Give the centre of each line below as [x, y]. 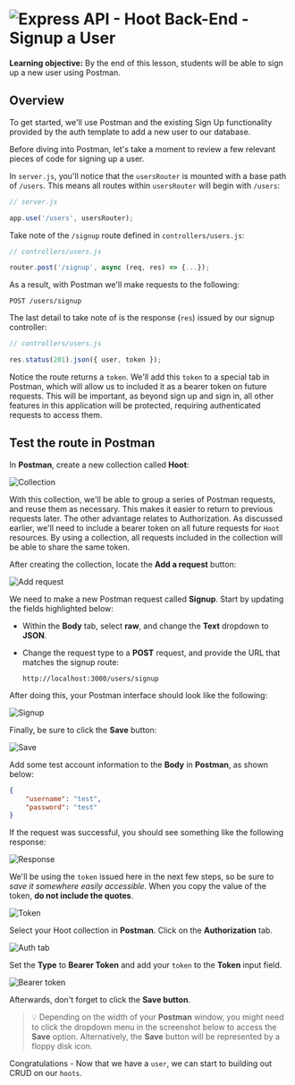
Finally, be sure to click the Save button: [83, 730]
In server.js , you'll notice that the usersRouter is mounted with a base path [148, 175]
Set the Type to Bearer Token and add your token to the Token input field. [146, 965]
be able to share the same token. [70, 547]
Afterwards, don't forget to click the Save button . [100, 1000]
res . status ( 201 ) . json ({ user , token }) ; [86, 360]
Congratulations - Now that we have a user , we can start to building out [141, 1064]
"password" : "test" [62, 807]
